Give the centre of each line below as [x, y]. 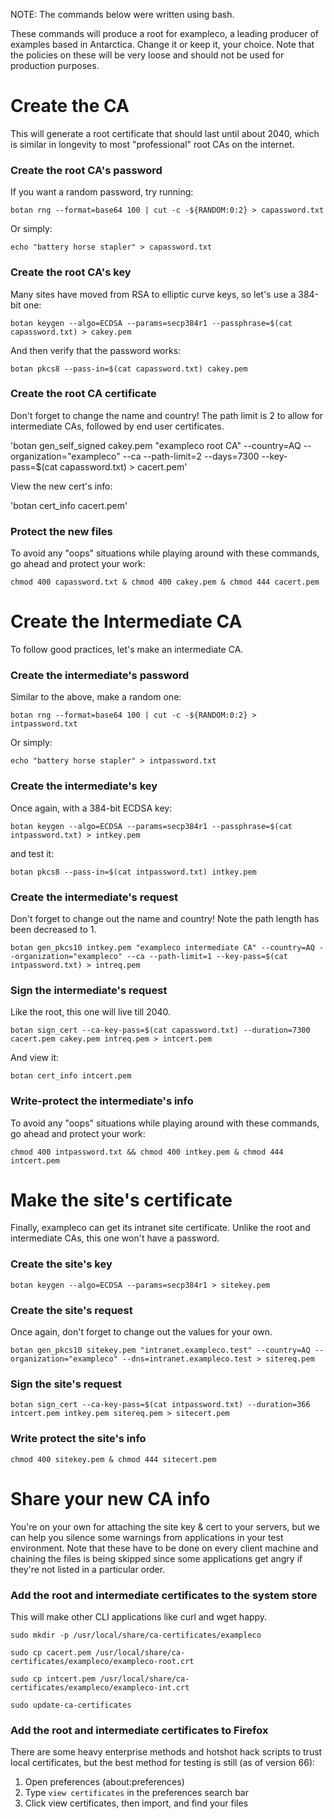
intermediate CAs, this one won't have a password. [115, 1238]
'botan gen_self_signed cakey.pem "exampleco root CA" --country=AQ [156, 445]
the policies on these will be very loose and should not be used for [147, 55]
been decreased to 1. [53, 929]
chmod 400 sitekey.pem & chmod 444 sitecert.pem [113, 1459]
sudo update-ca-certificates [71, 1705]
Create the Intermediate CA [126, 621]
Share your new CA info [110, 1498]
